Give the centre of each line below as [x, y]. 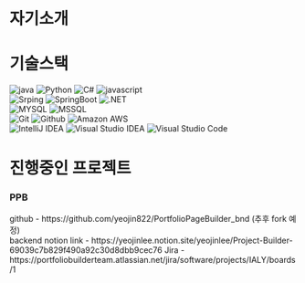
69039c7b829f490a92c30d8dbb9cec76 [86, 250]
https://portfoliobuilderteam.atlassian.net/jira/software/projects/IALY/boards [153, 259]
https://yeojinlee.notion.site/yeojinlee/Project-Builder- [192, 240]
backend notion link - [49, 240]
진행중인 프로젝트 [70, 168]
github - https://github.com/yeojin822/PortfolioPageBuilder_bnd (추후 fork [148, 218]
